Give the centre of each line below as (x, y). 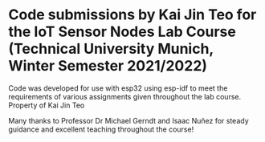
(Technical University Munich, (111, 49)
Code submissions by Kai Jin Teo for (132, 15)
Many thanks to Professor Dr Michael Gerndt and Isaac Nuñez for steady (128, 120)
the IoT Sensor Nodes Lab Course (122, 32)
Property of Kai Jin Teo (47, 105)
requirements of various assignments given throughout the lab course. (125, 96)
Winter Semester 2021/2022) (108, 66)
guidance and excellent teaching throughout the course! (101, 129)
